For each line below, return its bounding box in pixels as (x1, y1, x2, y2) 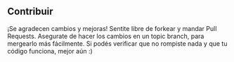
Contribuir (7, 6, 54, 18)
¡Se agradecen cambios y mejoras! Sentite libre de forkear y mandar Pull (7, 24, 217, 32)
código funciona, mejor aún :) (7, 46, 93, 55)
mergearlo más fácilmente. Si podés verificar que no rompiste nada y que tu (7, 39, 228, 48)
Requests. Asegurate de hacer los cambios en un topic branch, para (7, 32, 204, 40)
